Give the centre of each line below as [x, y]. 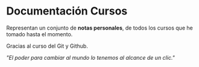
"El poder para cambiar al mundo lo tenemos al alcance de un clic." [90, 57]
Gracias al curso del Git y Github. [47, 46]
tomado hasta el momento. [39, 34]
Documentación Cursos [67, 11]
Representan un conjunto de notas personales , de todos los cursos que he [99, 28]
